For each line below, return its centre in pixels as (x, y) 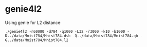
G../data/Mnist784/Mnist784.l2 (37, 40)
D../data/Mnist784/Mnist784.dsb (38, 36)
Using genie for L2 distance (33, 23)
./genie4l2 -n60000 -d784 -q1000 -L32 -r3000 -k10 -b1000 (65, 31)
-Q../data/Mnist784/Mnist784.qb (105, 36)
